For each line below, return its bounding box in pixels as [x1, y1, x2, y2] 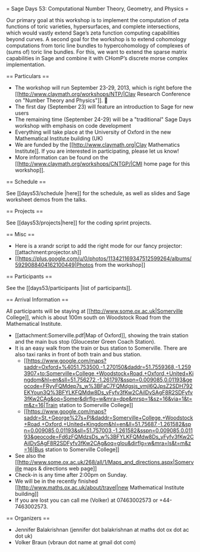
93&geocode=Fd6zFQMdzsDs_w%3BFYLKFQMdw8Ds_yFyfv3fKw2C [23, 433, 194, 440]
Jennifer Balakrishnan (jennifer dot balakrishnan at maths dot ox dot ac [14, 526, 189, 533]
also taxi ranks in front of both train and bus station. [14, 351, 142, 357]
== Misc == [6, 231, 35, 238]
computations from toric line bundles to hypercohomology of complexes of [6, 42, 190, 49]
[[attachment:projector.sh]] [14, 249, 82, 255]
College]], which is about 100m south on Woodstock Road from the [6, 314, 171, 321]
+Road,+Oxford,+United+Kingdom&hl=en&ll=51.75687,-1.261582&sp [23, 421, 192, 427]
